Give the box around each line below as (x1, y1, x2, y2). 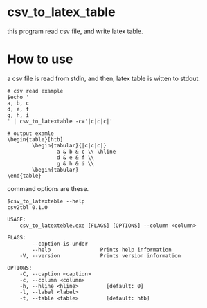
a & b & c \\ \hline (56, 148, 116, 155)
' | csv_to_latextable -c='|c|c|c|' (7, 118, 113, 125)
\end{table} (7, 172, 42, 179)
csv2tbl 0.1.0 (7, 203, 48, 211)
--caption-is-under (32, 240, 89, 247)
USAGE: (7, 216, 26, 223)
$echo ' (7, 93, 30, 100)
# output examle (7, 129, 54, 137)
